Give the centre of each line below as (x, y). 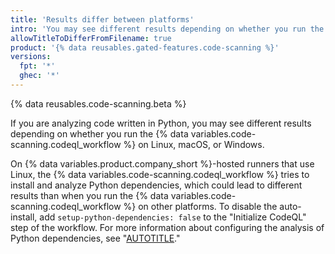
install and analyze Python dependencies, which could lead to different (156, 185)
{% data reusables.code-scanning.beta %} (98, 103)
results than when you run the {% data (89, 195)
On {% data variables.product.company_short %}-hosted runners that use (162, 163)
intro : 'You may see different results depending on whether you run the (167, 29)
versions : (31, 57)
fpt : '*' (37, 66)
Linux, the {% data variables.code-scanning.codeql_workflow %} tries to (160, 174)
